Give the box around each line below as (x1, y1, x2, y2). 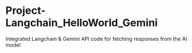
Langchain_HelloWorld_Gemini (5, 16, 158, 29)
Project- (5, 4, 46, 17)
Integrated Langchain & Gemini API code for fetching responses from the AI (5, 35, 188, 42)
